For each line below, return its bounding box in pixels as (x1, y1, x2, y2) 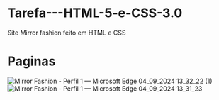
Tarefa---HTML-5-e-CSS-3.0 (7, 5, 183, 21)
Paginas (7, 53, 56, 70)
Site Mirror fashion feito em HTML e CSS (7, 28, 126, 37)
